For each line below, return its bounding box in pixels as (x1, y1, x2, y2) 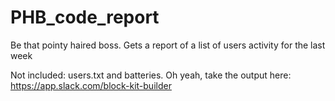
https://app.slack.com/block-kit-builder (10, 79, 172, 91)
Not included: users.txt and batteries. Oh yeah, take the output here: (10, 69, 292, 81)
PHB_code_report (10, 6, 160, 29)
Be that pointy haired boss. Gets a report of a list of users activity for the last (10, 39, 326, 51)
